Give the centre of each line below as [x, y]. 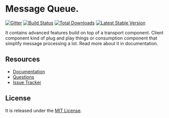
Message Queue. [42, 9]
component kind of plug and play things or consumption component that [81, 38]
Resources [23, 60]
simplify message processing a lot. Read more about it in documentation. [82, 43]
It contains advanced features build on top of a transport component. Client [84, 32]
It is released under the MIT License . [44, 110]
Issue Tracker [27, 82]
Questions [23, 77]
